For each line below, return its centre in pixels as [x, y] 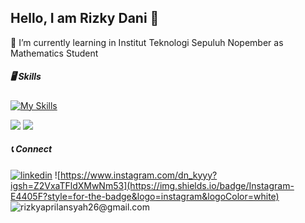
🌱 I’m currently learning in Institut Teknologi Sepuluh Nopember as [147, 42]
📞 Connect [31, 149]
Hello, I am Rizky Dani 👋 [85, 18]
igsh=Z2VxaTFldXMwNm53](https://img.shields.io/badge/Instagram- [152, 185]
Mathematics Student [54, 53]
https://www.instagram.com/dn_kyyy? [138, 175]
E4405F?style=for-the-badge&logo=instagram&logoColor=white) [145, 196]
